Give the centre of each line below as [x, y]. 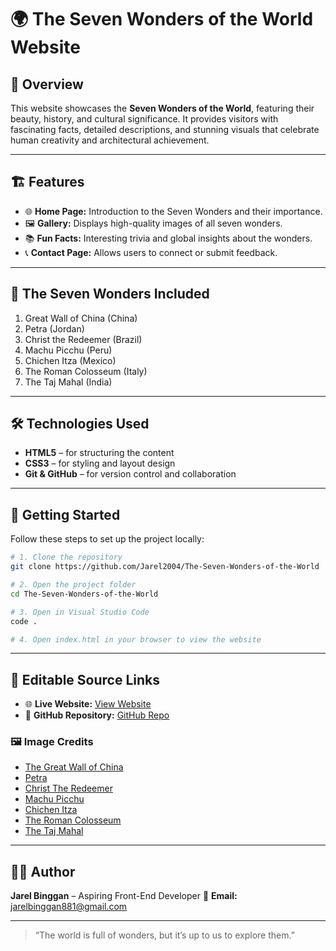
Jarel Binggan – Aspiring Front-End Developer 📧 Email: [124, 896]
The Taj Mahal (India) [68, 382]
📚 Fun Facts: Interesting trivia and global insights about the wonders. [168, 238]
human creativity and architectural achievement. [110, 140]
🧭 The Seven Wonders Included [110, 294]
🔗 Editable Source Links [85, 679]
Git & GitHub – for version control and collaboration [130, 474]
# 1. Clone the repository [66, 557]
